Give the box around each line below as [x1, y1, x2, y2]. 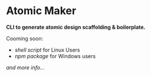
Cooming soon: [6, 35, 43, 42]
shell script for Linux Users [14, 46, 80, 53]
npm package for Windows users [14, 52, 96, 59]
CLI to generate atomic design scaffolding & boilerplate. [6, 24, 146, 31]
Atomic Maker [6, 4, 77, 18]
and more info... [6, 63, 45, 71]
